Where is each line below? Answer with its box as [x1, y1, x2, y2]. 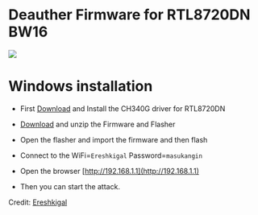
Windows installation [8, 77, 153, 96]
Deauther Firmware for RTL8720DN [8, 6, 251, 24]
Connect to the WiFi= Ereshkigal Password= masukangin [19, 151, 203, 160]
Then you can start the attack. [19, 181, 121, 191]
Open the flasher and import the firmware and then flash [19, 134, 208, 144]
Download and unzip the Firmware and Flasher [19, 119, 176, 129]
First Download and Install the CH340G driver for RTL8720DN [19, 103, 226, 114]
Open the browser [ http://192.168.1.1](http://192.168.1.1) [19, 166, 200, 176]
